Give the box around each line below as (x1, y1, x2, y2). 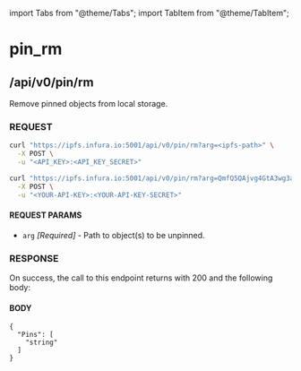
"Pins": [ (17, 331, 54, 340)
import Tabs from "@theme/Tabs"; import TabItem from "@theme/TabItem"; (9, 8, 289, 18)
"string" (25, 338, 58, 348)
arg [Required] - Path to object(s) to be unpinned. (21, 229, 205, 240)
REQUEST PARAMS (9, 210, 82, 220)
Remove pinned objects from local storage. (9, 99, 168, 108)
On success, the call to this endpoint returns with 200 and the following (9, 272, 273, 283)
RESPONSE (9, 252, 59, 264)
